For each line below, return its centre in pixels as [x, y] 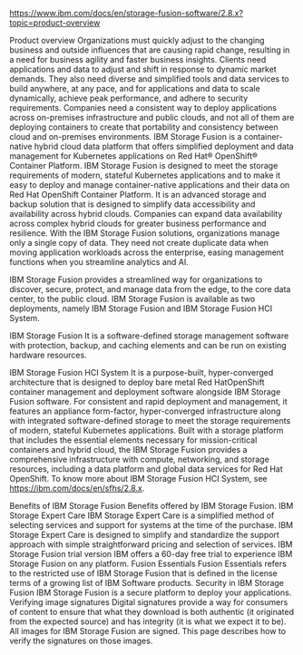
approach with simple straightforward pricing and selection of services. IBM [151, 544]
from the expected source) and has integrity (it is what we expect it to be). [148, 621]
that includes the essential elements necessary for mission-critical [133, 440]
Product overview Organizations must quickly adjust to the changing [137, 40]
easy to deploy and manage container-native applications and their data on [150, 185]
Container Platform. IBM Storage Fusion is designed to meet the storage [144, 166]
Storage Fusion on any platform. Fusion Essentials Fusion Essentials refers [148, 563]
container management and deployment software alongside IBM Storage [145, 392]
